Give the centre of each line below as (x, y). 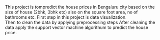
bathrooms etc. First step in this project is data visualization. (66, 17)
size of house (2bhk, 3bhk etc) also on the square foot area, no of (72, 12)
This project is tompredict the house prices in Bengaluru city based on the (80, 7)
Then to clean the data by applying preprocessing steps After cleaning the (80, 22)
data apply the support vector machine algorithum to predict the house (77, 27)
